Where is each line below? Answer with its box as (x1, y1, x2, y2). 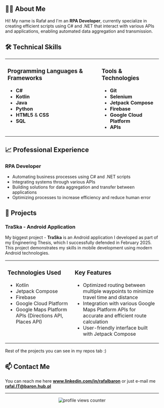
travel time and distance (82, 294, 138, 301)
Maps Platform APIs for (82, 306, 136, 313)
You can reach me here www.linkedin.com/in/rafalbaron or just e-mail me (5, 378, 156, 384)
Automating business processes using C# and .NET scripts (12, 174, 131, 180)
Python (16, 105, 33, 112)
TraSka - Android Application (5, 223, 76, 230)
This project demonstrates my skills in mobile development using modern (5, 245, 152, 250)
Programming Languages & (7, 67, 83, 75)
